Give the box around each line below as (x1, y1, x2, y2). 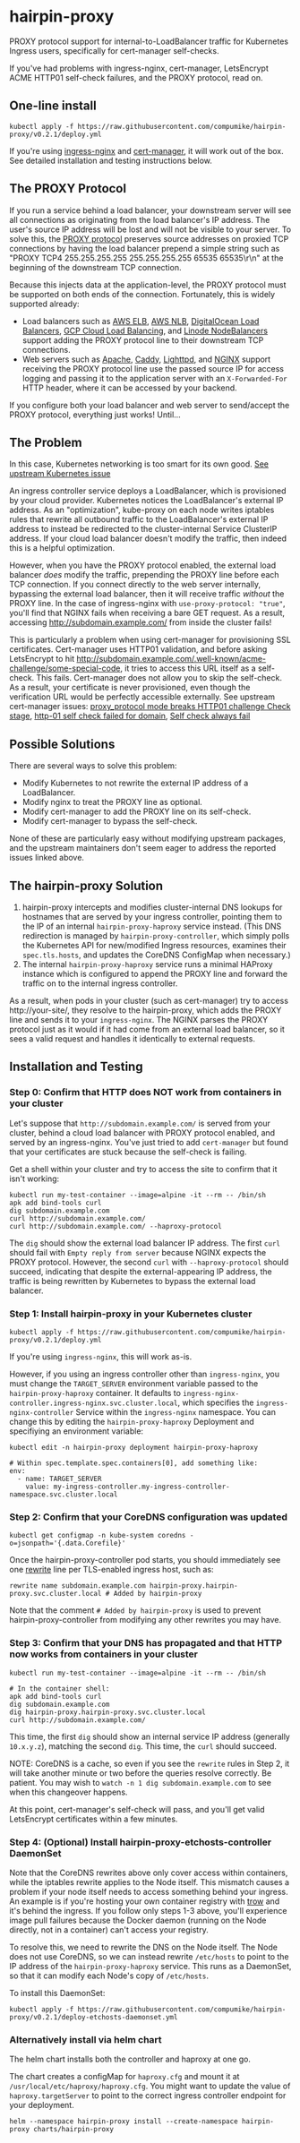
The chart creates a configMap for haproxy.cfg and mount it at (9, 2071, 240, 2082)
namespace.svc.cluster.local (9, 1489, 118, 1499)
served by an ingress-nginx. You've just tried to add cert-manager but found (9, 1136, 289, 1147)
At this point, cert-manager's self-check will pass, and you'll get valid (9, 1804, 266, 1814)
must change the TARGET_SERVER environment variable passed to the (9, 1377, 259, 1389)
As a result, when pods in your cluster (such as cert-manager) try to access (9, 996, 289, 1006)
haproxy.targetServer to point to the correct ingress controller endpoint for (9, 2090, 287, 2101)
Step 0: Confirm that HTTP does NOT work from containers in (9, 1086, 282, 1099)
